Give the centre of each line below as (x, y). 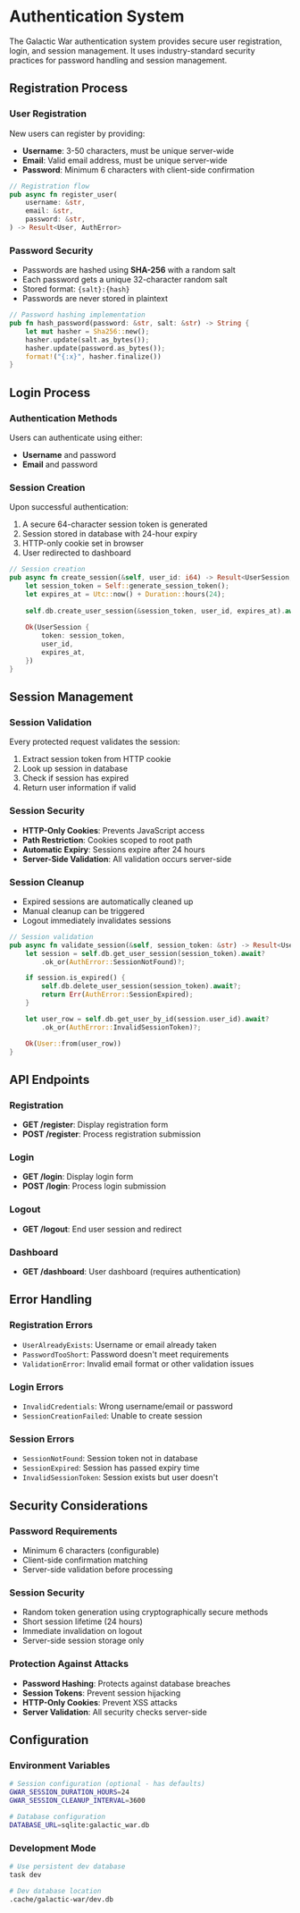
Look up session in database (75, 769)
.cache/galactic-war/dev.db (62, 1899)
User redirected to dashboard (76, 553)
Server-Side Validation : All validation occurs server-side (127, 859)
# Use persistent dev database (67, 1866)
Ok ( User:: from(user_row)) (74, 1044)
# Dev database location (55, 1891)
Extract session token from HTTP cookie (96, 759)
